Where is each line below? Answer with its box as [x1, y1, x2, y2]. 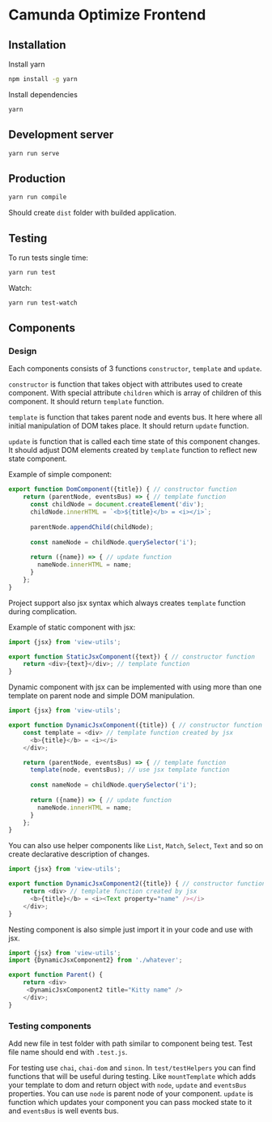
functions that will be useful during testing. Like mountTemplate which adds [8, 1071, 257, 1081]
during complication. [8, 606, 78, 616]
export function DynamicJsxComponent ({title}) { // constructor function [8, 721, 263, 729]
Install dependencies [8, 89, 79, 99]
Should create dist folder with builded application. [8, 208, 176, 218]
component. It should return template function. [8, 397, 164, 407]
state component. [8, 454, 67, 463]
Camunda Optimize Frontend [8, 6, 206, 24]
